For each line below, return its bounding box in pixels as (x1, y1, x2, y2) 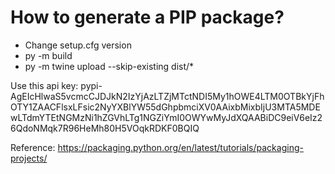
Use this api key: (10, 79, 79, 91)
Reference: (10, 141, 56, 153)
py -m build (24, 49, 73, 61)
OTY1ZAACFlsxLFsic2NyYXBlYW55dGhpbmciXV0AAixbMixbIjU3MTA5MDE (10, 101, 321, 113)
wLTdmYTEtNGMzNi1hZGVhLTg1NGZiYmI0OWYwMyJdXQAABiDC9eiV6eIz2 (10, 111, 323, 123)
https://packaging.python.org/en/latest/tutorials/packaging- (57, 141, 304, 153)
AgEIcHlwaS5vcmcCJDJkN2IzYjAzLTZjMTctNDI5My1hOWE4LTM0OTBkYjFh (10, 90, 325, 102)
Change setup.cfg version (24, 39, 132, 51)
